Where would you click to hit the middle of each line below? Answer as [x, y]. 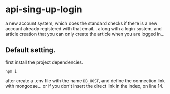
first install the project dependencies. [44, 62]
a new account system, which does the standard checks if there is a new [81, 23]
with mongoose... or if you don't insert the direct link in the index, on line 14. [84, 86]
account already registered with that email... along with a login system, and [84, 28]
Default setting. [30, 50]
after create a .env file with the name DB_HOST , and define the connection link [85, 81]
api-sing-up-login [44, 9]
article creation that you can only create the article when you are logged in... [85, 34]
